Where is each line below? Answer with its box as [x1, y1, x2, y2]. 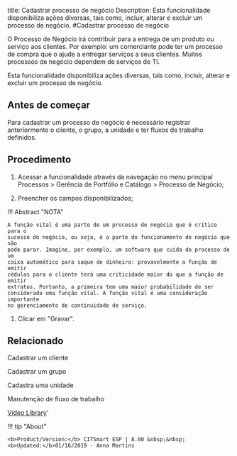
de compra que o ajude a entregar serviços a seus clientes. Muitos [7, 50, 202, 58]
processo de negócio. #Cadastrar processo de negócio [7, 21, 169, 29]
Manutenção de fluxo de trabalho [7, 395, 105, 404]
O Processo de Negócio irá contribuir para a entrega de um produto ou [7, 35, 214, 43]
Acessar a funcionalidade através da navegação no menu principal [17, 172, 213, 181]
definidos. [7, 133, 37, 141]
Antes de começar [7, 99, 91, 111]
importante [7, 296, 40, 303]
